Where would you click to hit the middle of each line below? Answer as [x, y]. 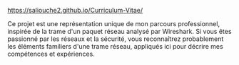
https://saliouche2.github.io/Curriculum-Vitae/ [75, 10]
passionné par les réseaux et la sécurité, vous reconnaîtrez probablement [116, 39]
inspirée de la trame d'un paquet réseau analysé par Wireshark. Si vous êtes [119, 31]
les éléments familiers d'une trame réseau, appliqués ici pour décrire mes [115, 46]
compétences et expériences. [51, 54]
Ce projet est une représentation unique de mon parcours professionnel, [113, 24]
